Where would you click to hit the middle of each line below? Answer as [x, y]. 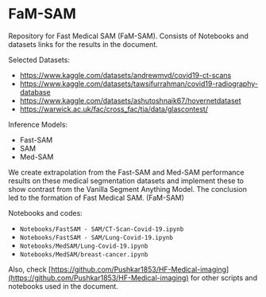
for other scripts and [224, 277]
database [35, 92]
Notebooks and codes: [46, 213]
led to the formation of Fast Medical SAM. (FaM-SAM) [96, 197]
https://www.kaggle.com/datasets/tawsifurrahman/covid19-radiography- [139, 84]
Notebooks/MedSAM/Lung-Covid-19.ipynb [84, 246]
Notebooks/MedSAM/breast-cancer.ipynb [84, 254]
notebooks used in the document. [64, 286]
